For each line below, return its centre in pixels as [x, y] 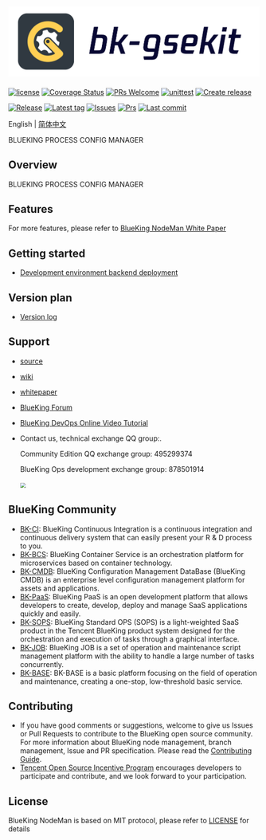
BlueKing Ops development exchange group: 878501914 [112, 469]
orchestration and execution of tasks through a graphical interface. [129, 639]
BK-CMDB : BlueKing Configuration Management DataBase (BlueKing [132, 571]
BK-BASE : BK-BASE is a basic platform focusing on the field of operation [138, 673]
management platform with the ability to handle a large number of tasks [137, 656]
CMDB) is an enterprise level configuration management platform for [132, 579]
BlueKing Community [63, 510]
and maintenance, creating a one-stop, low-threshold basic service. [131, 681]
